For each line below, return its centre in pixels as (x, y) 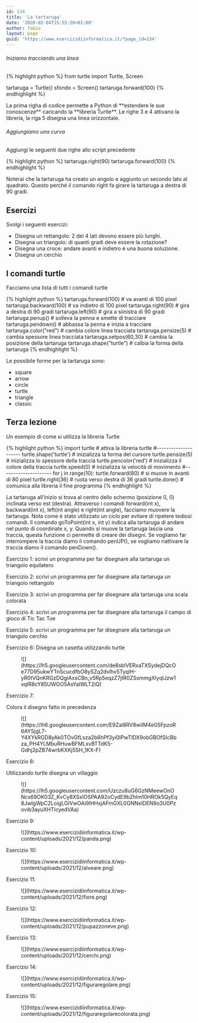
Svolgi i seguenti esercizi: (37, 225)
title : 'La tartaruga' (34, 17)
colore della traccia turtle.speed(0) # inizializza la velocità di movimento (94, 467)
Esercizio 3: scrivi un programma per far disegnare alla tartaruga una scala (97, 594)
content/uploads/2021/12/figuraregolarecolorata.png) (86, 1014)
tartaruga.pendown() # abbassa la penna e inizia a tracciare (79, 324)
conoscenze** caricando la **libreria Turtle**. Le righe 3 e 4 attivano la (93, 112)
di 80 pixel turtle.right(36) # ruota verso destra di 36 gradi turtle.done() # (95, 479)
